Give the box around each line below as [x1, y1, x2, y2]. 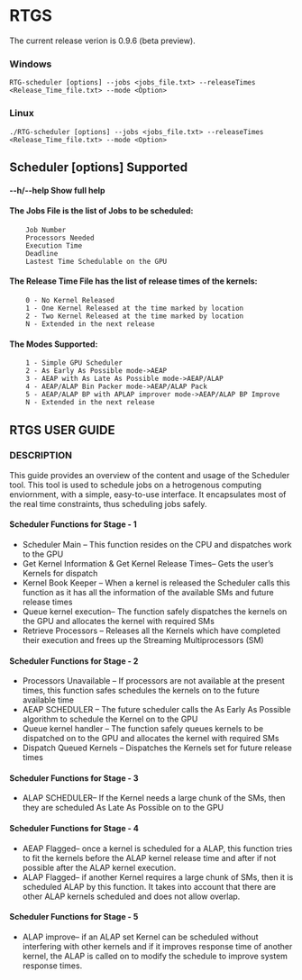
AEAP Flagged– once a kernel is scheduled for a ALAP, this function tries [22, 843, 293, 854]
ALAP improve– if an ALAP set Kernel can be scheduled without [22, 931, 259, 942]
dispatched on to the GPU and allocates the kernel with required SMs [22, 733, 279, 744]
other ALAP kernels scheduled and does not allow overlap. [22, 891, 241, 902]
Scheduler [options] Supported [9, 159, 188, 175]
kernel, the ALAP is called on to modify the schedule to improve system [22, 950, 288, 961]
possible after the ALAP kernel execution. [22, 862, 177, 873]
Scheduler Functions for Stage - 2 [9, 655, 139, 667]
